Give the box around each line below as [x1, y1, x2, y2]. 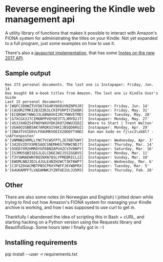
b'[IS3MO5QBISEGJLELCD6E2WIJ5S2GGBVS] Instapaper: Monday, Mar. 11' [5, 151, 150, 155]
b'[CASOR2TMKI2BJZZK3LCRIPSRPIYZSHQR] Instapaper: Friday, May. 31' [5, 108, 150, 113]
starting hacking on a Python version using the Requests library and [5, 219, 142, 225]
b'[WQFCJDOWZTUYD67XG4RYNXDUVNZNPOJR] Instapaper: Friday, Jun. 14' [5, 104, 150, 109]
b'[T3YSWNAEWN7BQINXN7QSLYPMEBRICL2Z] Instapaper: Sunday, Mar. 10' [5, 155, 150, 160]
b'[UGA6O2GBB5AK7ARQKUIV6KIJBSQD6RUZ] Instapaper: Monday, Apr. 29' [5, 125, 150, 130]
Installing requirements [5, 238, 78, 246]
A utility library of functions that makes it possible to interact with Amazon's [5, 30, 157, 36]
